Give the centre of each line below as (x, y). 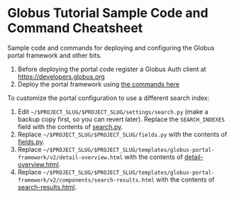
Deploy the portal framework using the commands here (98, 84)
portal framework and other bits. (55, 55)
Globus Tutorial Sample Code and (108, 13)
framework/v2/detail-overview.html (70, 158)
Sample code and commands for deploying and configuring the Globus (111, 48)
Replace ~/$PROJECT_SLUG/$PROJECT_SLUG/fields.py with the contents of (122, 134)
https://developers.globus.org (61, 77)
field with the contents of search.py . (70, 126)
